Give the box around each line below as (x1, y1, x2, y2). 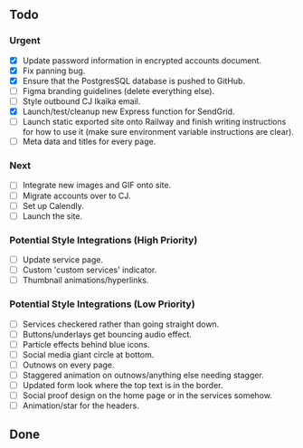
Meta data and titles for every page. (22, 136, 156, 148)
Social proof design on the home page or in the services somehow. (22, 389, 273, 401)
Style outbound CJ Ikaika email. (22, 95, 141, 107)
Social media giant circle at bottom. (22, 348, 155, 360)
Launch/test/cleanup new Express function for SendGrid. (22, 106, 235, 117)
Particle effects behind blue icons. (22, 338, 151, 349)
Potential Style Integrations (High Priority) (9, 234, 198, 246)
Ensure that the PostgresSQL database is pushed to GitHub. (22, 75, 246, 86)
